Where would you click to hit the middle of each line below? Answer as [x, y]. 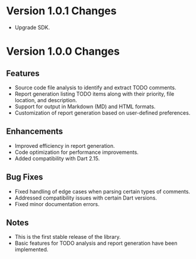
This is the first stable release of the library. [68, 237]
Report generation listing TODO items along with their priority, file [94, 94]
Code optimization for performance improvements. [77, 152]
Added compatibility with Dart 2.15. [57, 158]
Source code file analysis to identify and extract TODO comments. [95, 87]
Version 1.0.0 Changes [63, 51]
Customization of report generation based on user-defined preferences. [102, 113]
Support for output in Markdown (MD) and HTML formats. [85, 106]
